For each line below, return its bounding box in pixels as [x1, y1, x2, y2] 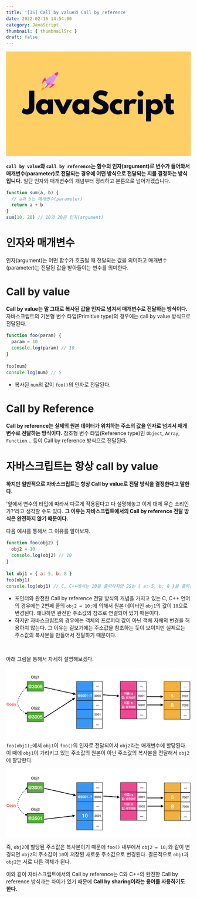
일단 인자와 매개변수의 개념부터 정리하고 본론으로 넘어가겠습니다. [23, 177, 171, 184]
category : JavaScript [6, 22, 59, 28]
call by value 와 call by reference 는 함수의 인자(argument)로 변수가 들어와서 [6, 162, 191, 169]
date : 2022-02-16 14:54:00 [6, 15, 72, 22]
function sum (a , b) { [6, 189, 59, 195]
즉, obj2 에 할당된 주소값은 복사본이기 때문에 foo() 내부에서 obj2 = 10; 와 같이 [6, 843, 184, 850]
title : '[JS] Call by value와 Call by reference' [6, 9, 129, 15]
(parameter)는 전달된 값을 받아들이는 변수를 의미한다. [6, 264, 129, 271]
